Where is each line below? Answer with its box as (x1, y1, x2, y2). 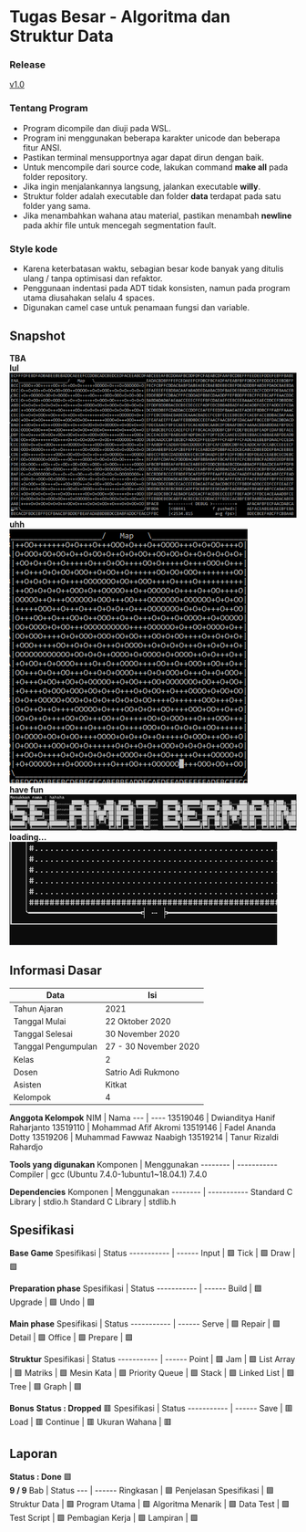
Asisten (13, 1079, 42, 1090)
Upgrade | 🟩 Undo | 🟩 (9, 1296, 96, 1307)
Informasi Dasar (9, 963, 103, 979)
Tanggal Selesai (13, 1029, 73, 1040)
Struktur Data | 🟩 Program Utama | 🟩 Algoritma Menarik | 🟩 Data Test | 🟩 (9, 1498, 291, 1509)
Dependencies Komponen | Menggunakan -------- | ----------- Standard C (9, 1186, 293, 1197)
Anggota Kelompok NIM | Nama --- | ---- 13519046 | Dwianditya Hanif (9, 1112, 276, 1123)
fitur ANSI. (22, 142, 62, 152)
